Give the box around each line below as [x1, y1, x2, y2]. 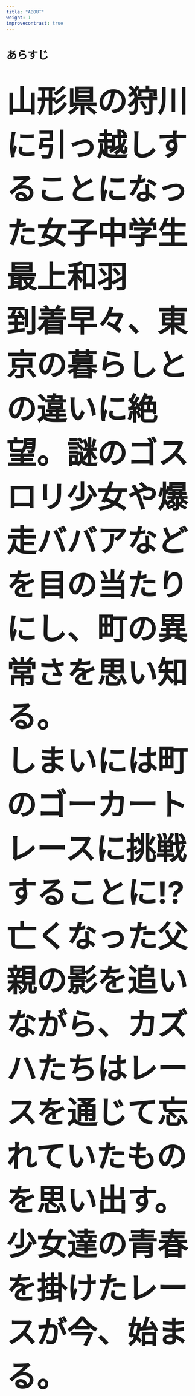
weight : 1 [6, 15, 31, 21]
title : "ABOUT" [6, 8, 45, 15]
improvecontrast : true [6, 20, 63, 26]
